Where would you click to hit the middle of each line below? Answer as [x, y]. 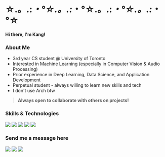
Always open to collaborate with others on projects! [73, 100]
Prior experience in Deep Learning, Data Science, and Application [81, 75]
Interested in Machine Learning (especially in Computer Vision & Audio [86, 64]
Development [27, 80]
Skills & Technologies [32, 114]
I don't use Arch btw [34, 91]
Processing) [25, 69]
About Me [18, 47]
